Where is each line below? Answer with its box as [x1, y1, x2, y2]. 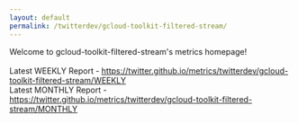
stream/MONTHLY [9, 103, 78, 114]
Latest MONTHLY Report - [9, 84, 107, 95]
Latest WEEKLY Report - [9, 65, 100, 76]
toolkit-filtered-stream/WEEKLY [9, 75, 126, 85]
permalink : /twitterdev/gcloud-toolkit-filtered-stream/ [9, 22, 228, 31]
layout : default [9, 13, 70, 22]
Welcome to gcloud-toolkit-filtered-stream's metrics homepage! [9, 46, 248, 57]
